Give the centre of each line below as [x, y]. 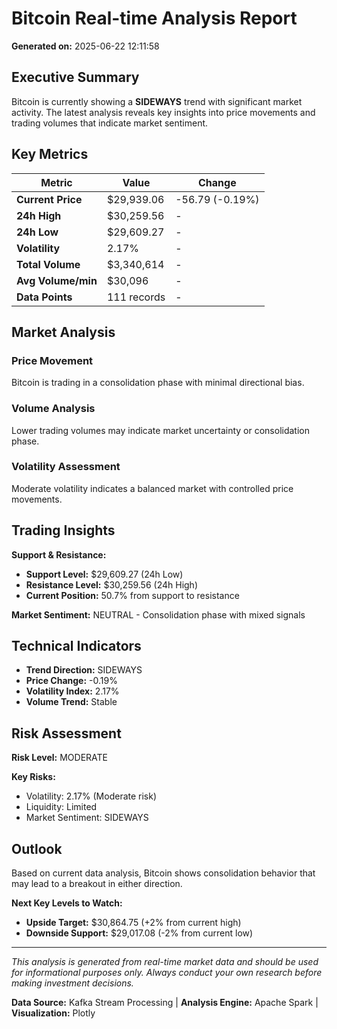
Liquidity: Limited [61, 807]
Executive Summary [75, 77]
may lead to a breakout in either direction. [97, 884]
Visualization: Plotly [53, 1013]
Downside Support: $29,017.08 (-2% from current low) [139, 933]
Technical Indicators [76, 646]
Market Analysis [63, 332]
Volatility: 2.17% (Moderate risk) [91, 796]
